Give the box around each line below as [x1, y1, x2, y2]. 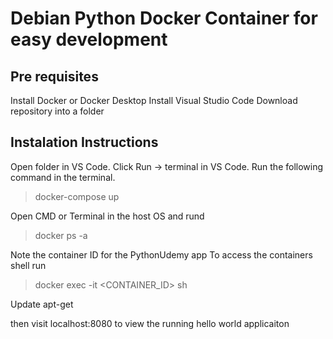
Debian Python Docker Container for [10, 7, 318, 30]
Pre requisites [10, 68, 99, 85]
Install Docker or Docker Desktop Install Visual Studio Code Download [10, 95, 298, 106]
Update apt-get [10, 298, 74, 310]
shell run [10, 259, 47, 271]
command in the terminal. [10, 171, 116, 183]
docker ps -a [34, 229, 88, 241]
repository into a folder [10, 105, 105, 117]
